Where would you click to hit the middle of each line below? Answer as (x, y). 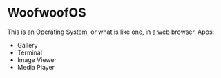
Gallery (27, 45)
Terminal (30, 52)
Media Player (36, 67)
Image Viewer (37, 59)
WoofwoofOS (47, 13)
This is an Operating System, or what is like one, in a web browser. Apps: (111, 32)
